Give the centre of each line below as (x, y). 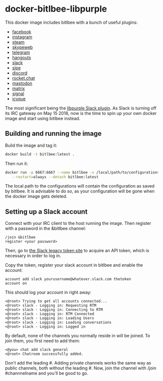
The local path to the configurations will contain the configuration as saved (80, 186)
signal (18, 94)
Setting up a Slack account (46, 212)
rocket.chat (24, 78)
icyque (19, 98)
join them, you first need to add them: (42, 341)
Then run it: (16, 163)
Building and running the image (53, 134)
